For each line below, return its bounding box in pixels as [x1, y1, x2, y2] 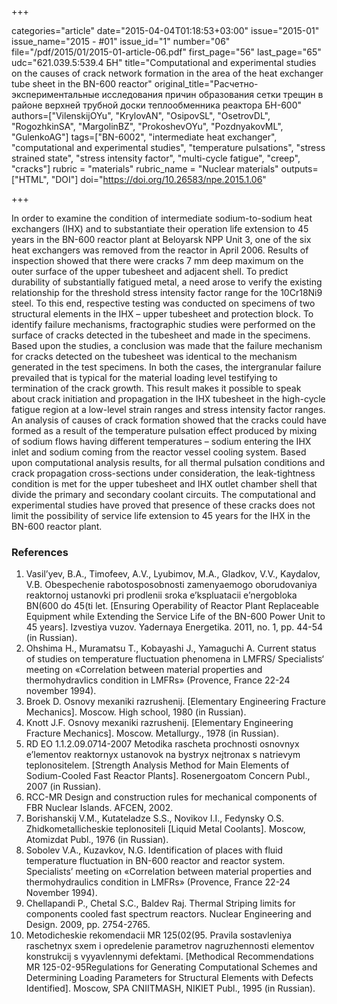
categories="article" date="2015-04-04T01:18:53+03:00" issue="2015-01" [11, 25, 320, 36]
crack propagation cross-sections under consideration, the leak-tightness [11, 467, 316, 479]
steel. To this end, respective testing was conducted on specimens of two [11, 297, 316, 309]
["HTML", [11, 174, 49, 185]
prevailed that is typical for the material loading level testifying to [11, 372, 278, 383]
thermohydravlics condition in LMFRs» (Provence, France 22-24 [25, 674, 291, 686]
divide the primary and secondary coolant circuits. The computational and [11, 489, 316, 500]
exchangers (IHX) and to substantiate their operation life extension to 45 [11, 223, 309, 235]
